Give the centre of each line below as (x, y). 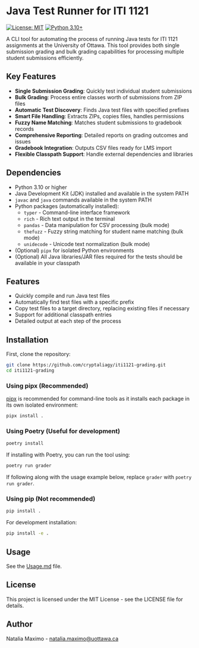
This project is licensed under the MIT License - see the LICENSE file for (94, 599)
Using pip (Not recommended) (51, 499)
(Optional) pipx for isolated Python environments (74, 250)
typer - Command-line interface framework (77, 212)
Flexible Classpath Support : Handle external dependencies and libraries (104, 154)
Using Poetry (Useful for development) (63, 431)
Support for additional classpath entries (63, 315)
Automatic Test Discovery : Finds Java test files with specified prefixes (102, 110)
